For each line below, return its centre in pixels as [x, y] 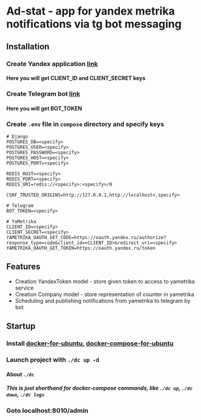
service [25, 288]
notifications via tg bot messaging [94, 24]
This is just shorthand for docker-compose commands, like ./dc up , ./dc [99, 388]
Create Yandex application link [52, 64]
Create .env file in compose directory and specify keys [85, 124]
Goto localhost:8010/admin [48, 410]
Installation [28, 46]
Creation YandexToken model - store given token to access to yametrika [105, 281]
